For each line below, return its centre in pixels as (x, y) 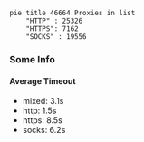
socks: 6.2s (44, 130)
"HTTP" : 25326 (54, 21)
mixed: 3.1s (43, 101)
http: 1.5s (39, 111)
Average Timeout (43, 80)
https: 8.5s (43, 120)
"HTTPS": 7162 (52, 29)
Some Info (33, 59)
